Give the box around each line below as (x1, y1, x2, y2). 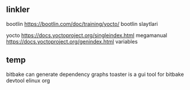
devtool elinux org (6, 76, 50, 84)
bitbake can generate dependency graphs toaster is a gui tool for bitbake (6, 71, 185, 78)
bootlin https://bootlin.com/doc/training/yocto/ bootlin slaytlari (6, 20, 158, 27)
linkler (6, 5, 30, 15)
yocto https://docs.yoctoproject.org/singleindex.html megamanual (6, 32, 168, 39)
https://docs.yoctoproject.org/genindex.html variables (6, 38, 138, 45)
